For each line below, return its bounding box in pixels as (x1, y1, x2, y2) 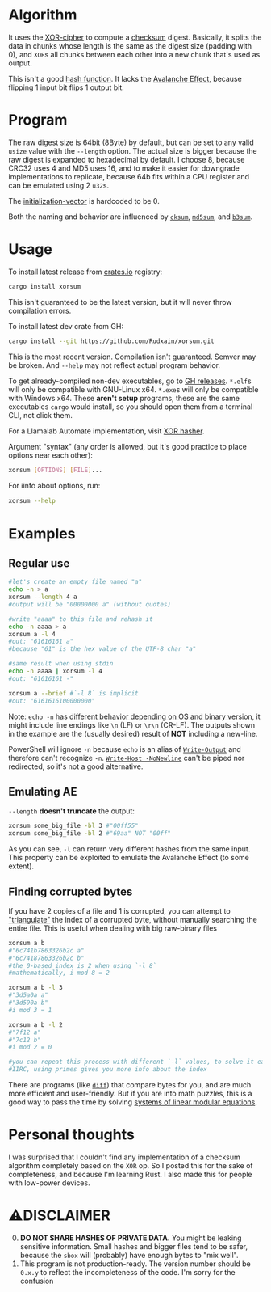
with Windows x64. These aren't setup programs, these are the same (8, 393, 240, 403)
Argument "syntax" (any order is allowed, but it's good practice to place (8, 441, 248, 451)
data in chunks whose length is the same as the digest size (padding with (8, 40, 252, 50)
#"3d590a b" (8, 999, 48, 1007)
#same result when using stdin (8, 660, 114, 668)
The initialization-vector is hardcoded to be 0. (8, 196, 160, 205)
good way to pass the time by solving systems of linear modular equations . (8, 1097, 258, 1107)
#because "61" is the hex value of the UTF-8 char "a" (8, 645, 197, 653)
